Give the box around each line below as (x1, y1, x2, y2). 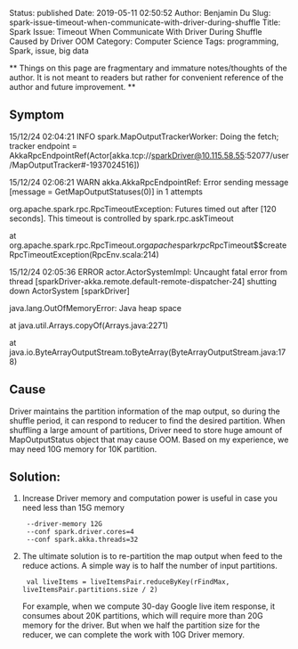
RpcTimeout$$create (209, 240, 287, 251)
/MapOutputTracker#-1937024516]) (9, 160, 140, 170)
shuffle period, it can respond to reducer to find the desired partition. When (9, 415, 286, 426)
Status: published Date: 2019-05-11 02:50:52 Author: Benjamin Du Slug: (9, 8, 271, 18)
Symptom (9, 107, 65, 123)
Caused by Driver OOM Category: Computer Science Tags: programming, (9, 36, 279, 46)
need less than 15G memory (21, 503, 125, 513)
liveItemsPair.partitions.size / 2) (21, 586, 158, 595)
